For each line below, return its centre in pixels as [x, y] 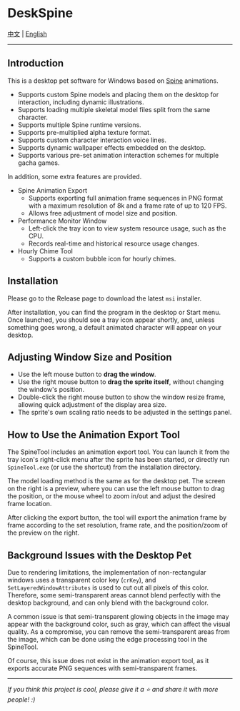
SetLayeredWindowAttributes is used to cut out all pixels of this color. [108, 588]
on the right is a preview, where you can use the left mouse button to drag [116, 489]
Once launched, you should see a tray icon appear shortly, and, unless [111, 320]
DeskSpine [40, 13]
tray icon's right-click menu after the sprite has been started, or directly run [119, 460]
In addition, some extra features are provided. [75, 176]
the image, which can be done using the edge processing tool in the [107, 639]
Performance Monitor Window [62, 221]
